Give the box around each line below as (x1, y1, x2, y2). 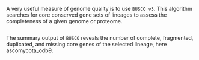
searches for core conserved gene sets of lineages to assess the (6, 11, 167, 18)
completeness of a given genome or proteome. (6, 18, 123, 24)
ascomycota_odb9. (6, 47, 54, 54)
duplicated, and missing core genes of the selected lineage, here (6, 41, 167, 48)
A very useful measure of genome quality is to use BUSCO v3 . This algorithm (6, 5, 192, 12)
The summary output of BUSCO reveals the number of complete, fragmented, (6, 34, 194, 41)
